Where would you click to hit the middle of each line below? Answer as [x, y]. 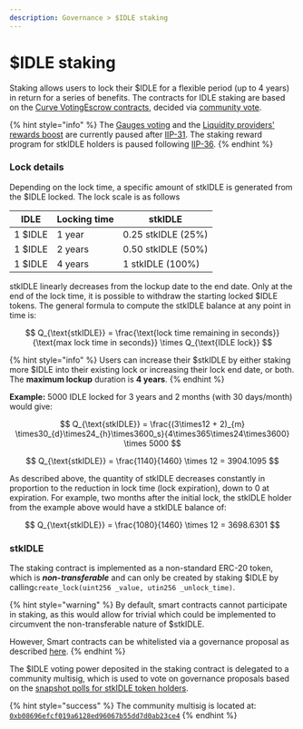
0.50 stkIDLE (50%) [166, 248]
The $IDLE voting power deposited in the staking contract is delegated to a [149, 669]
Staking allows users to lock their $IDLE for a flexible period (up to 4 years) [150, 88]
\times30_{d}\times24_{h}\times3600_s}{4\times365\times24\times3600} [152, 433]
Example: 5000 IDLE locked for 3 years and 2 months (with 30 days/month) [151, 396]
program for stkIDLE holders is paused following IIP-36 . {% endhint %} [142, 144]
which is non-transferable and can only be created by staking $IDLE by [144, 578]
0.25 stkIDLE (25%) [166, 234]
